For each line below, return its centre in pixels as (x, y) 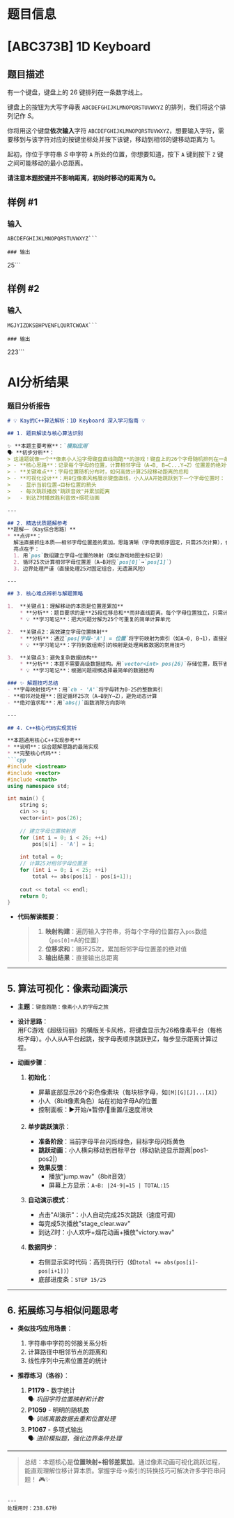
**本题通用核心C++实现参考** (44, 740)
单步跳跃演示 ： (49, 1127)
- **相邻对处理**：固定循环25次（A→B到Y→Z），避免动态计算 (82, 696)
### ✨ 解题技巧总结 (33, 683)
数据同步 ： (43, 1247)
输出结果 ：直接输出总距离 (82, 958)
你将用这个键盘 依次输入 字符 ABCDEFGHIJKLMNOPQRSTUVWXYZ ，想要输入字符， (113, 131)
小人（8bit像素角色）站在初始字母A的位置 (98, 1101)
